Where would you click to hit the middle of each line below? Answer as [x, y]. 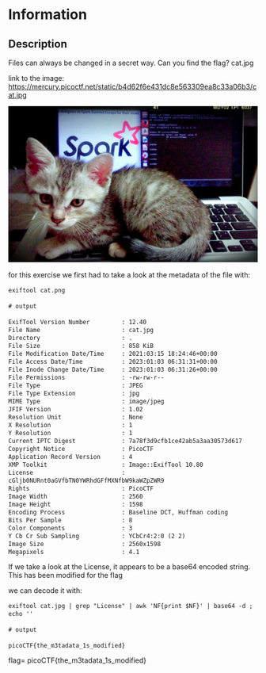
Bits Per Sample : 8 [70, 520]
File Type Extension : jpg [74, 393]
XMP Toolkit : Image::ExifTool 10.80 [106, 465]
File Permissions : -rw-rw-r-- [86, 377]
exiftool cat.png [37, 290]
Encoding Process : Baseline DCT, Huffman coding [118, 512]
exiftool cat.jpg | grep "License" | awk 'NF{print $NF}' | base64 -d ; [131, 606]
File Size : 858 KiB [81, 346]
